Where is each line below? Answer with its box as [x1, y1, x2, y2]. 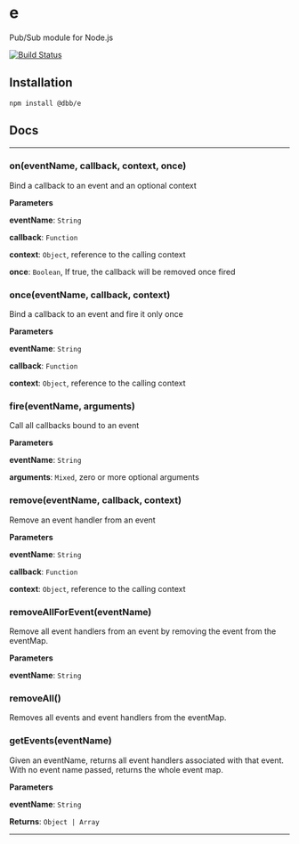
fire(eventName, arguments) [9, 400, 135, 412]
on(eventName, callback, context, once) [9, 159, 187, 172]
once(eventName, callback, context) [9, 288, 171, 301]
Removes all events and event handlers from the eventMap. [9, 712, 227, 723]
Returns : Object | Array [9, 816, 100, 826]
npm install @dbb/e [9, 99, 82, 108]
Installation [9, 75, 73, 91]
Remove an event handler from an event [9, 515, 156, 525]
